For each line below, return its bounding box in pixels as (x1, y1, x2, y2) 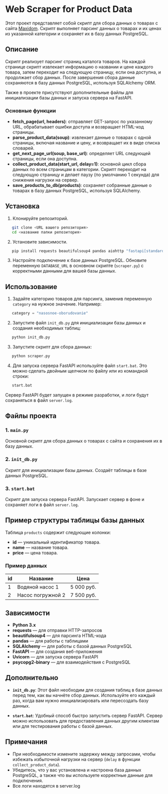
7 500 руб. (70, 591, 96, 598)
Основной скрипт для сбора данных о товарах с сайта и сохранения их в (5, 438, 162, 444)
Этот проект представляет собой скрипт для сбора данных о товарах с (5, 20, 158, 26)
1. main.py (5, 426, 29, 433)
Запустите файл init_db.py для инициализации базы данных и (12, 320, 146, 326)
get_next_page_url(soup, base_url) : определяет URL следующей (12, 150, 151, 156)
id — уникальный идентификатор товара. (12, 539, 101, 545)
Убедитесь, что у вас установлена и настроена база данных (12, 766, 141, 773)
